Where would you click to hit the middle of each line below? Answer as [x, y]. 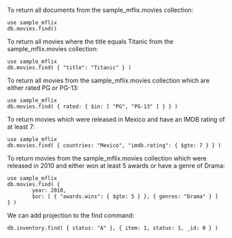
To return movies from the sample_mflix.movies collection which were [107, 158]
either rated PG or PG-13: [43, 88]
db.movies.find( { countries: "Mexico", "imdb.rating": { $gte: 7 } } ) [114, 145]
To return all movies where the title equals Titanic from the [90, 42]
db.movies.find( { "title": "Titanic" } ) [69, 68]
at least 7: [21, 127]
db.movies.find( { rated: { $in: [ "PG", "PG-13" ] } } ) [92, 107]
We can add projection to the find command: [71, 215]
